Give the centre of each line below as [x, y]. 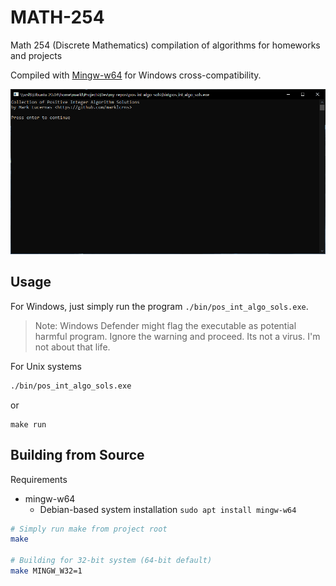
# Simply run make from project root [89, 529]
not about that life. [72, 347]
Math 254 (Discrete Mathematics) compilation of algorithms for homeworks [165, 45]
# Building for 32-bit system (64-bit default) [111, 561]
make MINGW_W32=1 [46, 571]
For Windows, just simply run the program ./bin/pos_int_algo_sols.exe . [159, 306]
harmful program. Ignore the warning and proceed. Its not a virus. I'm [177, 336]
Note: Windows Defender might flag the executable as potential [165, 325]
